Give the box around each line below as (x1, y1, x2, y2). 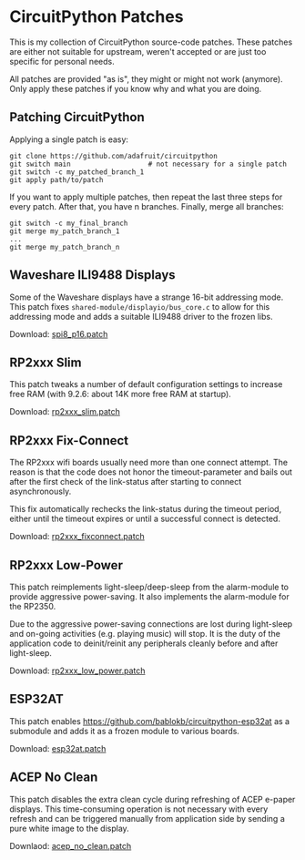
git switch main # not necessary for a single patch (9, 159, 287, 169)
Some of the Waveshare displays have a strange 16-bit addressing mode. (9, 292, 284, 302)
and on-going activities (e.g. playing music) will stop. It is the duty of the (9, 629, 280, 639)
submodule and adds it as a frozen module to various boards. (9, 725, 239, 736)
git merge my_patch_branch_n (9, 242, 120, 251)
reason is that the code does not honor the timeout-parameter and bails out (9, 466, 293, 477)
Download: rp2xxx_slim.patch (9, 406, 120, 417)
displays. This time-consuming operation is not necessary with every (9, 804, 269, 814)
